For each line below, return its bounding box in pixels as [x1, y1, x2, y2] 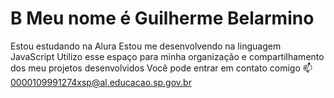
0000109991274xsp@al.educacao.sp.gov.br [10, 76, 192, 88]
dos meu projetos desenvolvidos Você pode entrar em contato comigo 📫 [10, 62, 313, 74]
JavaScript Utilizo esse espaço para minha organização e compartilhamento [10, 50, 325, 62]
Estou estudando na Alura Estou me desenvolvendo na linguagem [10, 40, 282, 52]
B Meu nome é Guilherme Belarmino [10, 7, 315, 30]
